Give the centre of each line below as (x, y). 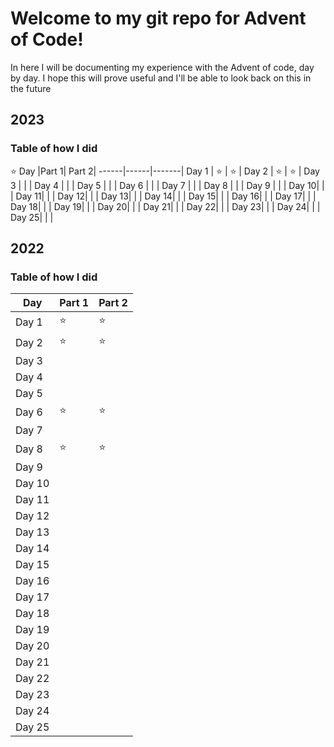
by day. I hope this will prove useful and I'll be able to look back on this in (161, 78)
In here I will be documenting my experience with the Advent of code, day (162, 67)
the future (31, 88)
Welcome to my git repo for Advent (158, 18)
